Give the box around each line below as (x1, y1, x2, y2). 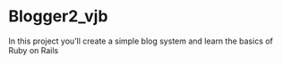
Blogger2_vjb (8, 6, 108, 27)
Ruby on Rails (8, 44, 59, 55)
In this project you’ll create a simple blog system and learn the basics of (8, 36, 274, 46)
